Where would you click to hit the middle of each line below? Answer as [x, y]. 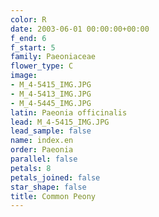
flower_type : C [42, 66]
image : [24, 76]
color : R [28, 19]
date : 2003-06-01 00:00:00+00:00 [80, 29]
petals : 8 [31, 168]
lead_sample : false [51, 131]
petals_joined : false [55, 177]
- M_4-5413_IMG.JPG [51, 94]
